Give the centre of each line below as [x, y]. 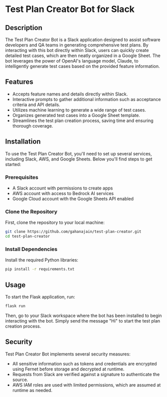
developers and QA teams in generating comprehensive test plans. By [77, 45]
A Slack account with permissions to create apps [63, 188]
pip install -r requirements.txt [40, 269]
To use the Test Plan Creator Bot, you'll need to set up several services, [79, 153]
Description [24, 28]
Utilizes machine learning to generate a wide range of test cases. [79, 110]
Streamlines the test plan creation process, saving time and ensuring [83, 120]
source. [20, 379]
